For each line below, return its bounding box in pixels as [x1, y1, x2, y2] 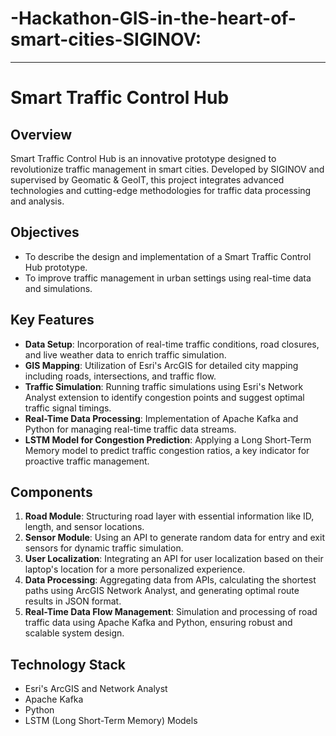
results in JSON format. [24, 595, 122, 607]
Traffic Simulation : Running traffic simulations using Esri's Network [24, 380, 304, 392]
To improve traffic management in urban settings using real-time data [24, 272, 312, 284]
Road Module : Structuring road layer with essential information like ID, [24, 510, 315, 522]
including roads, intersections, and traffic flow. [24, 370, 217, 382]
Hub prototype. [24, 261, 88, 273]
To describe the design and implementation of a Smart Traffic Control [24, 250, 312, 262]
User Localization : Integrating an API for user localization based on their [24, 553, 324, 565]
